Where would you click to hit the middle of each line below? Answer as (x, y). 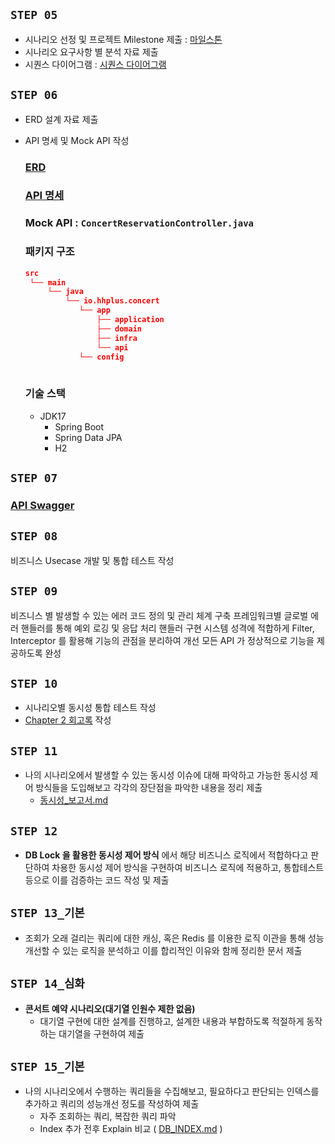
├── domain (119, 329)
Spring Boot (79, 426)
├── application (130, 320)
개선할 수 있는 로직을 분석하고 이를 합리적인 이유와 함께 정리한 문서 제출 (163, 950)
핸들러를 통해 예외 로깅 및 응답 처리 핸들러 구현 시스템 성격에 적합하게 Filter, (167, 628)
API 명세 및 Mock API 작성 (77, 140)
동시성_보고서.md (74, 800)
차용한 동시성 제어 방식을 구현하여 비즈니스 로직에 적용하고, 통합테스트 (188, 867)
